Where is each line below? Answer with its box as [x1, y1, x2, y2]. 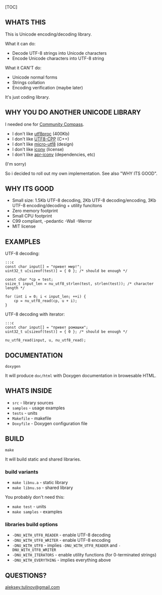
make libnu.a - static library [12, 479, 68, 485]
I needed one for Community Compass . [5, 121, 84, 127]
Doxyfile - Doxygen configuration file [12, 420, 88, 426]
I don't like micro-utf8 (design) [12, 141, 74, 147]
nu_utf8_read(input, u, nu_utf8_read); [5, 338, 86, 343]
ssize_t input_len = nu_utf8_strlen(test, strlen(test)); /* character [5, 281, 154, 286]
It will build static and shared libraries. [5, 456, 81, 462]
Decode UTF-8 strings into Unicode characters [12, 50, 107, 56]
